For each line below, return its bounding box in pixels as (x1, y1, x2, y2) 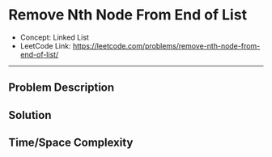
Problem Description (8, 81, 115, 95)
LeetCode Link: (19, 40, 71, 50)
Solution (8, 108, 52, 122)
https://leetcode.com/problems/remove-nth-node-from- (72, 40, 261, 50)
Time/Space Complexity (8, 136, 134, 150)
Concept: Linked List (19, 32, 89, 42)
